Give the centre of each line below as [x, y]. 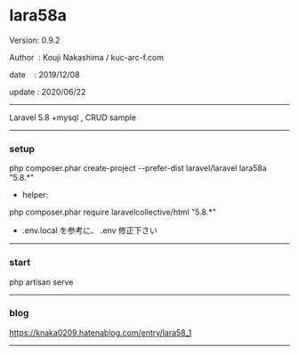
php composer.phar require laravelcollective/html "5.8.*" [113, 212]
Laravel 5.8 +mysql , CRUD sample [73, 117]
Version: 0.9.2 [35, 40]
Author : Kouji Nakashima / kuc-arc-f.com [87, 57]
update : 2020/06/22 [48, 92]
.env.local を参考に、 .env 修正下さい [90, 230]
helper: [35, 195]
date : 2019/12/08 [44, 74]
